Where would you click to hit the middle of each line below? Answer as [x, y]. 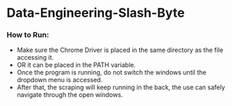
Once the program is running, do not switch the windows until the [111, 72]
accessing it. [35, 58]
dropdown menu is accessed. [59, 80]
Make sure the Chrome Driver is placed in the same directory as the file [120, 50]
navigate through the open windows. [70, 95]
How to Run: [28, 35]
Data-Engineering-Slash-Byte [96, 13]
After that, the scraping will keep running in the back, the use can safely [121, 87]
